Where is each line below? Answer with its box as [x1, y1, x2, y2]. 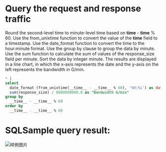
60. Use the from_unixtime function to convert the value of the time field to [5, 35, 158, 41]
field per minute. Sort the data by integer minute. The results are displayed [5, 56, 157, 62]
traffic [5, 13, 31, 25]
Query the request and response [5, 3, 141, 14]
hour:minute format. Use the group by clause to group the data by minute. [5, 45, 156, 51]
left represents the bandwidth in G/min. [5, 66, 85, 72]
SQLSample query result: [5, 125, 110, 136]
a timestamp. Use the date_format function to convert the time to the [5, 40, 145, 46]
